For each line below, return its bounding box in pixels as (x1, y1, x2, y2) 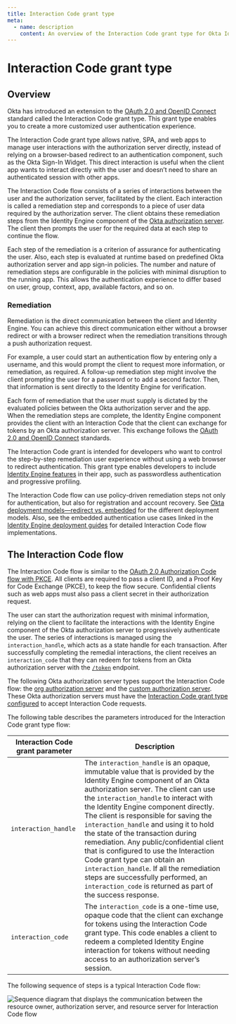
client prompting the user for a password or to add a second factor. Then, (7, 375, 220, 383)
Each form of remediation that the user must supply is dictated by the (7, 396, 209, 405)
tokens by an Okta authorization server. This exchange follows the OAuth (7, 426, 218, 434)
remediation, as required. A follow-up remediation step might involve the (7, 367, 216, 376)
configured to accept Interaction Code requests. (7, 699, 147, 708)
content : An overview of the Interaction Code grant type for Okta (20, 30, 221, 37)
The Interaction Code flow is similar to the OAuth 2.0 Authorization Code (7, 567, 216, 576)
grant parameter (16, 746, 72, 756)
